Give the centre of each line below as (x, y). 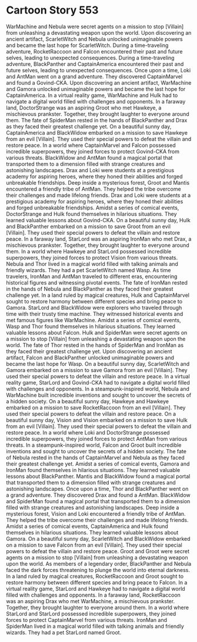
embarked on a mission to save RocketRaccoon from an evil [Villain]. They (96, 407)
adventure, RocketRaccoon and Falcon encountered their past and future (95, 51)
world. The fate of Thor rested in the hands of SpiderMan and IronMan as (95, 345)
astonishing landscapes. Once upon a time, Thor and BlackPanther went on (97, 489)
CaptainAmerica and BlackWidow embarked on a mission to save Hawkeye (97, 132)
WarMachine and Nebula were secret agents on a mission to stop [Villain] (95, 26)
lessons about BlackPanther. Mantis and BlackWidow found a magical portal (98, 476)
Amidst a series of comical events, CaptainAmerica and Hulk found (87, 526)
